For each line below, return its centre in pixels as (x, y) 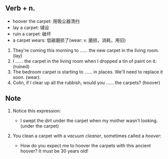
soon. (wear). (27, 77)
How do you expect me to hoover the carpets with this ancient (86, 145)
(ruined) (21, 66)
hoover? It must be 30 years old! (54, 151)
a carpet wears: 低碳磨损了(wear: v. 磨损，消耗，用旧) (69, 40)
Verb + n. (20, 8)
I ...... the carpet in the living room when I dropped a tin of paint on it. (85, 61)
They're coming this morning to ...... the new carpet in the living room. (86, 50)
